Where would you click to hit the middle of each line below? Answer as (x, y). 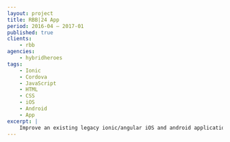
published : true (30, 32)
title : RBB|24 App (33, 20)
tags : (15, 64)
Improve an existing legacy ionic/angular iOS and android (105, 128)
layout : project (30, 13)
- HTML (29, 89)
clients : (20, 39)
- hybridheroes (41, 58)
